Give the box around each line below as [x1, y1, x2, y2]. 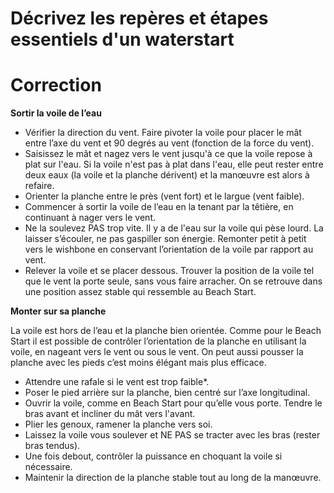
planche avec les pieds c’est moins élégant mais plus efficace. [10, 357, 267, 369]
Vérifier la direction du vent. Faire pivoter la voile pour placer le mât [24, 127, 302, 139]
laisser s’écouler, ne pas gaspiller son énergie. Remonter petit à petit [24, 233, 307, 245]
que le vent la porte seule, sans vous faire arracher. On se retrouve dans [24, 275, 323, 287]
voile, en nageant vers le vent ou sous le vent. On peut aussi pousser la [10, 346, 304, 358]
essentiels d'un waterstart [10, 28, 235, 51]
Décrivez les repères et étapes [10, 7, 269, 30]
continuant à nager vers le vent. [24, 212, 157, 224]
